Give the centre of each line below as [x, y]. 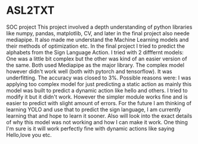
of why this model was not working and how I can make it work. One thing [97, 122]
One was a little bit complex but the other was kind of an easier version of [97, 59]
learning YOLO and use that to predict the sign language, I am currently [94, 109]
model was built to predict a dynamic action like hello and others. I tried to [97, 90]
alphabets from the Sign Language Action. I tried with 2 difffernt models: [95, 52]
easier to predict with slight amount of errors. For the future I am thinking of [99, 103]
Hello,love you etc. [29, 134]
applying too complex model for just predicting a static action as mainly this [99, 84]
